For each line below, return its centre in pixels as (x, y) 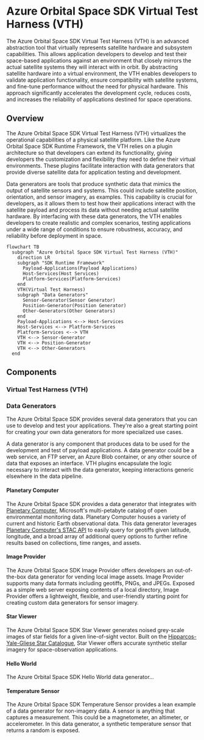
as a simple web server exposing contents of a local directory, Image (93, 589)
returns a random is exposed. (43, 730)
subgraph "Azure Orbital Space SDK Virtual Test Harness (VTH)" (95, 252)
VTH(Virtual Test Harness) (51, 290)
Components (31, 372)
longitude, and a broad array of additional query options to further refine (97, 536)
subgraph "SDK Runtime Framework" (61, 263)
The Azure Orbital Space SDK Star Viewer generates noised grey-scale (95, 630)
